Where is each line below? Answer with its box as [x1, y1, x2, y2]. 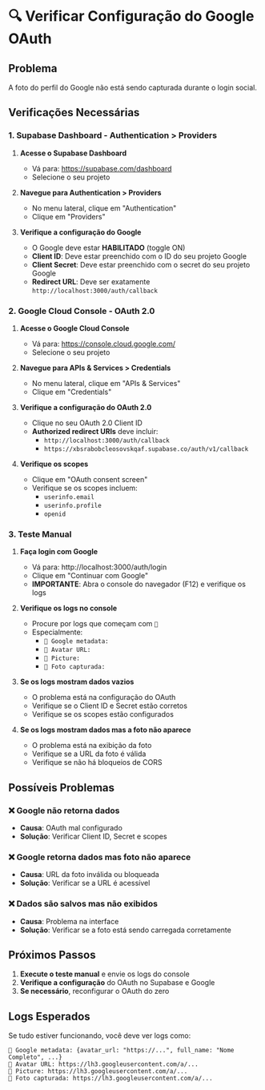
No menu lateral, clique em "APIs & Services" [31, 378, 181, 388]
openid [43, 510, 66, 518]
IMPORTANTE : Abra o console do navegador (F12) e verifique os [31, 579, 247, 589]
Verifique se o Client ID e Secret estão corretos [31, 701, 188, 710]
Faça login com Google [19, 547, 98, 557]
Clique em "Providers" [31, 211, 106, 221]
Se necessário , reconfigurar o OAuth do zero [19, 987, 170, 996]
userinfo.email [43, 493, 94, 501]
